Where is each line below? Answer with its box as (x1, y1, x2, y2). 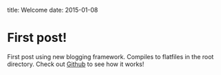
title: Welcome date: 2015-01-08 (7, 6, 98, 14)
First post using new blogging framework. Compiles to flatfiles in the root (7, 52, 214, 61)
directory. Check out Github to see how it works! (7, 60, 145, 68)
